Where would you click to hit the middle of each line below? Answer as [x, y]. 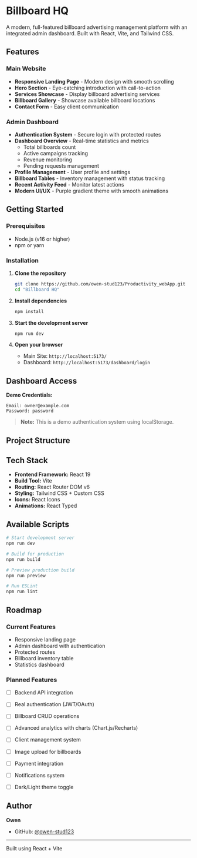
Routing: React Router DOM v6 [52, 487]
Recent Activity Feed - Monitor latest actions [69, 184]
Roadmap [24, 610]
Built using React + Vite [34, 848]
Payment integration [39, 763]
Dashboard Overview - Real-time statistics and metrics [82, 141]
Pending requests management [61, 165]
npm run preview [26, 576]
